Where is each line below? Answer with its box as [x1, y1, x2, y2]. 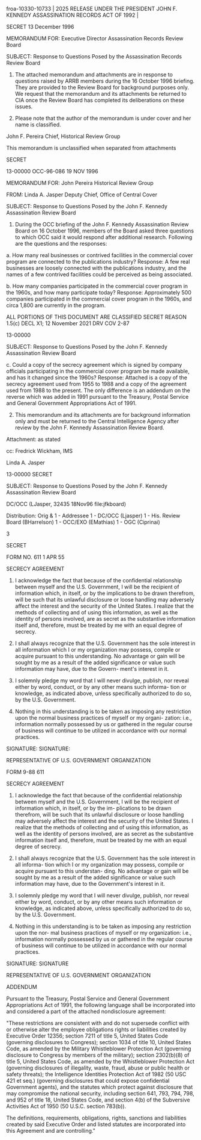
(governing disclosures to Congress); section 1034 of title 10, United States [6, 1039, 191, 1045]
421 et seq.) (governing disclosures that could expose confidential [6, 1077, 170, 1084]
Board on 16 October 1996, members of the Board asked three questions [14, 227, 194, 234]
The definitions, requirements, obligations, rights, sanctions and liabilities [6, 1114, 187, 1121]
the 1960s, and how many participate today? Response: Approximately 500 [6, 289, 192, 296]
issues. [14, 103, 33, 110]
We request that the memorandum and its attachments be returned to [14, 90, 187, 97]
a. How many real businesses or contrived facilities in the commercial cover [6, 252, 193, 258]
